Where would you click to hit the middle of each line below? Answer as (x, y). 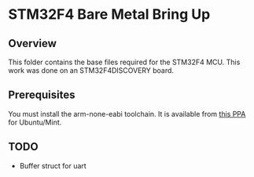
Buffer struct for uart (53, 165)
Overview (33, 43)
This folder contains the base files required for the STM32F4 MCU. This (124, 62)
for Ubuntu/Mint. (35, 122)
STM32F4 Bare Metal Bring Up (109, 14)
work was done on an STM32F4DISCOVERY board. (91, 70)
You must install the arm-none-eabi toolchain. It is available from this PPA (127, 114)
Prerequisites (42, 95)
